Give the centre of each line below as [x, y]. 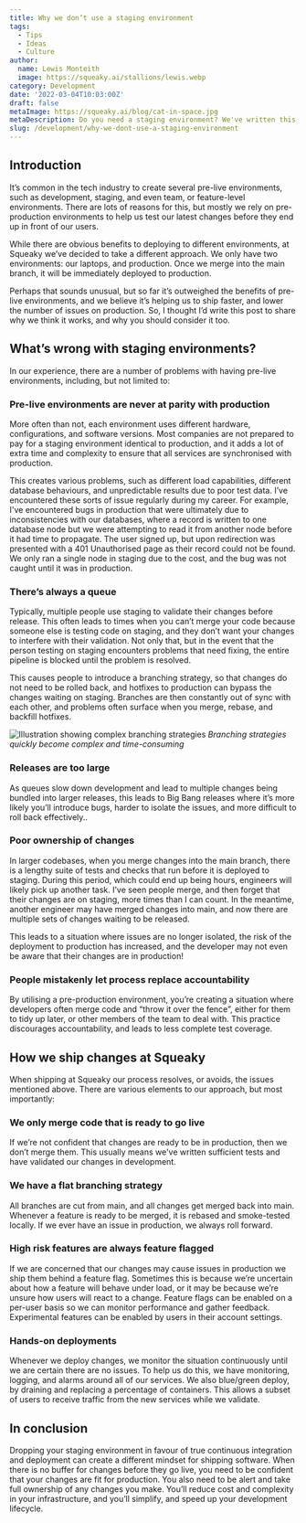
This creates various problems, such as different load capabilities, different [150, 480]
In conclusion [49, 1428]
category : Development [53, 86]
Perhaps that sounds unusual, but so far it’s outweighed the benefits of [143, 291]
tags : [20, 27]
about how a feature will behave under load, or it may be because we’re [144, 1288]
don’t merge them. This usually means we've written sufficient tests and [145, 1152]
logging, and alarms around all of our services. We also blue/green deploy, [150, 1380]
